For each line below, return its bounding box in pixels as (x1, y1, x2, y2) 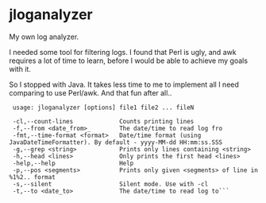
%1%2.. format (9, 173, 56, 181)
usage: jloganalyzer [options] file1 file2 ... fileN (12, 103, 195, 111)
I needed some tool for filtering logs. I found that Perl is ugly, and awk (9, 47, 237, 57)
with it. (9, 64, 31, 73)
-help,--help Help (12, 159, 134, 167)
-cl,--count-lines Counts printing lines (12, 117, 195, 125)
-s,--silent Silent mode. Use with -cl (12, 180, 209, 188)
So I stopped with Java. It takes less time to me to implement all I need (9, 80, 239, 89)
